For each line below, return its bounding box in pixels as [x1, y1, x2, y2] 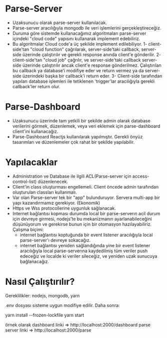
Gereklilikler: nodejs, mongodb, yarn [5, 292, 80, 298]
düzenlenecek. [37, 179, 68, 185]
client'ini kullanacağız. [12, 128, 58, 134]
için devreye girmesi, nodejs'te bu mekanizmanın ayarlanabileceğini [12, 216, 152, 222]
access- [132, 173, 149, 179]
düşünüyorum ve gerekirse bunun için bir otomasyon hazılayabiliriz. [12, 221, 152, 227]
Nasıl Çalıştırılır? [5, 276, 75, 287]
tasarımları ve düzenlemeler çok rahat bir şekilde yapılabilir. [12, 139, 135, 145]
